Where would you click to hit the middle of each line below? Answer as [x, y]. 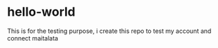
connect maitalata [33, 38]
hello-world [42, 12]
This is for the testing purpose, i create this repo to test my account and [109, 31]
